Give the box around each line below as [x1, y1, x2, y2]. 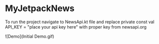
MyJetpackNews [5, 3, 75, 14]
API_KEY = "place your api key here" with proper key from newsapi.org [5, 24, 147, 29]
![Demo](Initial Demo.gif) [5, 33, 54, 39]
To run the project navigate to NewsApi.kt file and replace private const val [5, 19, 155, 25]
